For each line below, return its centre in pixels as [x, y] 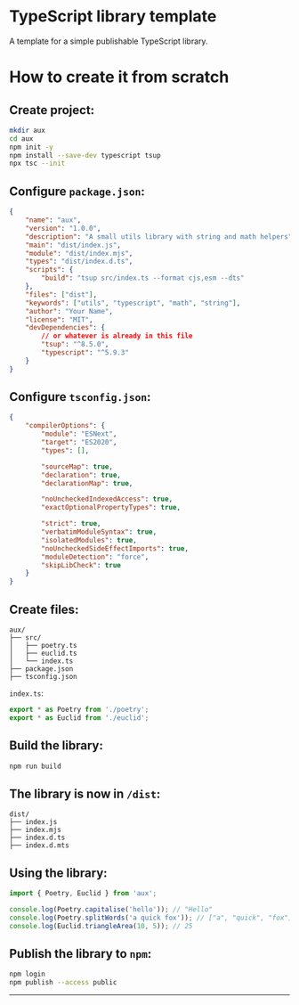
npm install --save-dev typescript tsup [85, 155]
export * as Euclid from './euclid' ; [79, 718]
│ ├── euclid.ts [43, 653]
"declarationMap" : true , [87, 483]
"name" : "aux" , [53, 220]
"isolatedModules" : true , [89, 540]
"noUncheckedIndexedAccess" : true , [107, 499]
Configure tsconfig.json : [80, 397]
